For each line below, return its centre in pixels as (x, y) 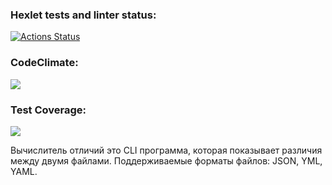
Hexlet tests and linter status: (83, 15)
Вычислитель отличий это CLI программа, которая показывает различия (166, 150)
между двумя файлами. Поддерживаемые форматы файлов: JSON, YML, (166, 160)
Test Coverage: (48, 110)
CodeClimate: (44, 63)
